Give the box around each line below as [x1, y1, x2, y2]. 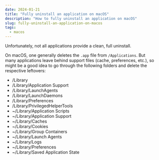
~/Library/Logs [12, 139, 42, 144]
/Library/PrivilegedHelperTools [12, 103, 73, 109]
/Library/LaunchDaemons [12, 93, 63, 98]
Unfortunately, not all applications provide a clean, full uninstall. [5, 43, 131, 48]
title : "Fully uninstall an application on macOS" [5, 12, 109, 16]
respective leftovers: [5, 68, 46, 73]
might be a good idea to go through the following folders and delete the [5, 63, 147, 68]
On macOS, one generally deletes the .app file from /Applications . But [5, 52, 146, 58]
